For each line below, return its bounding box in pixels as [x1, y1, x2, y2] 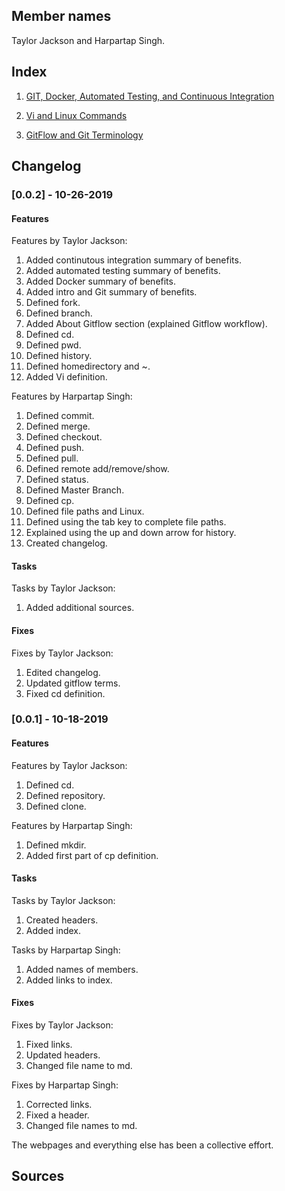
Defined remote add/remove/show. [25, 463, 170, 475]
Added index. [25, 924, 82, 936]
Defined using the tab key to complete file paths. [25, 516, 227, 528]
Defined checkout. [25, 431, 103, 443]
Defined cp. [25, 495, 75, 507]
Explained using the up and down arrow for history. [25, 527, 237, 539]
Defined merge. [25, 420, 91, 433]
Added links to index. [25, 974, 113, 986]
